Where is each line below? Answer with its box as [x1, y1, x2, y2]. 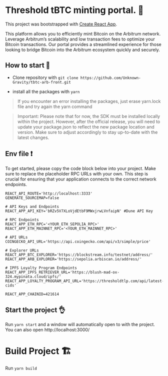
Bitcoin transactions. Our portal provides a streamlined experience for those [5, 41, 161, 47]
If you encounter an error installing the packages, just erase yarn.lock [17, 98, 161, 104]
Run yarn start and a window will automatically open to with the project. [5, 321, 155, 327]
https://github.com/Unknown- [80, 75, 141, 80]
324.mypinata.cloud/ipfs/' [5, 274, 61, 279]
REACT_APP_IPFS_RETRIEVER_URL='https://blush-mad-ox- [5, 269, 120, 274]
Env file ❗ [5, 149, 33, 158]
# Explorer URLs [5, 247, 39, 253]
